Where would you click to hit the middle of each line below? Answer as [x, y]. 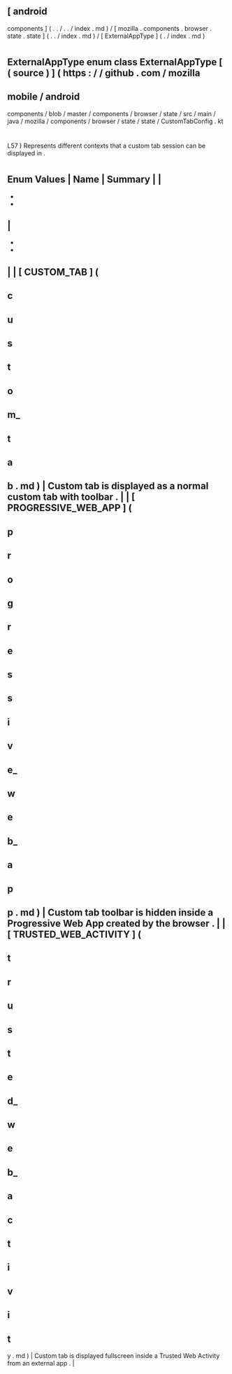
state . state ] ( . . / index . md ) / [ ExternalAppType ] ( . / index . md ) [106, 36]
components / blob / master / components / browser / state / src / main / [111, 113]
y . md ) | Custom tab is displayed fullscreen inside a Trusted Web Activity [114, 1356]
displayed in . [26, 153]
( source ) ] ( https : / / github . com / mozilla [104, 73]
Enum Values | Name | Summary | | [85, 180]
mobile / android [44, 97]
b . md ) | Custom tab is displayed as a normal [108, 486]
